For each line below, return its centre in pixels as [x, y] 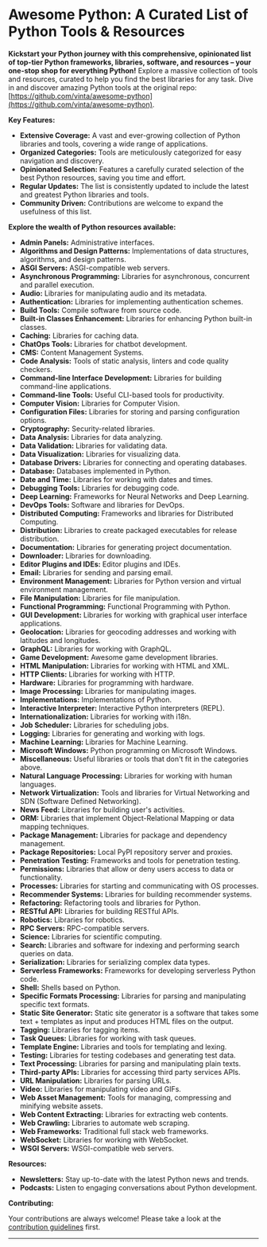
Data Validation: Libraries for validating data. [94, 445]
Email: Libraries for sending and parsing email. [96, 572]
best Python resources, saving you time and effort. [103, 178]
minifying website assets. [61, 1106]
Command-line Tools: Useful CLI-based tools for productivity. [122, 394]
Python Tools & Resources [97, 31]
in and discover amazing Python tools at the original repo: [103, 87]
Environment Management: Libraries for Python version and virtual [130, 581]
